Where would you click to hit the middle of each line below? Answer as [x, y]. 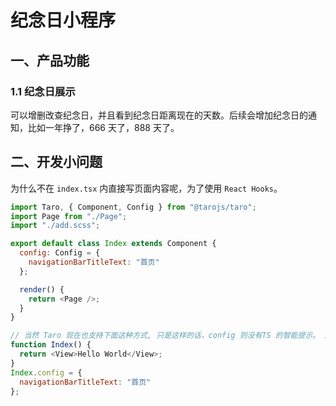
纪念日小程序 [63, 20]
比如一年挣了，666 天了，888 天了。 [103, 127]
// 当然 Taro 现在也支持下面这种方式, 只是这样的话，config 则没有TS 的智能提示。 [165, 336]
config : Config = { [60, 253]
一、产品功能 [50, 60]
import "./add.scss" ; [55, 226]
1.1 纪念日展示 [43, 91]
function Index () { [51, 345]
